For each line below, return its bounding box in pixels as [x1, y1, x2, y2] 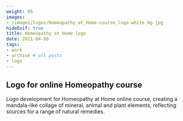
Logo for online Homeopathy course [6, 80, 143, 90]
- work [6, 47, 23, 53]
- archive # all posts [6, 53, 62, 58]
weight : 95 [6, 8, 33, 15]
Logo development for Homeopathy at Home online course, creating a [6, 96, 178, 103]
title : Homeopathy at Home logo [6, 31, 86, 37]
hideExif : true [6, 25, 44, 31]
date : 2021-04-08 [6, 36, 49, 42]
